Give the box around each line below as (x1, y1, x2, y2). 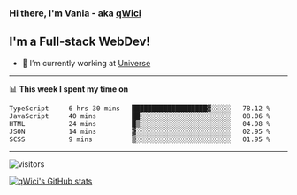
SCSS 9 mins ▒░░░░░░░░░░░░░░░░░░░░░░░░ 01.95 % (9, 135, 271, 144)
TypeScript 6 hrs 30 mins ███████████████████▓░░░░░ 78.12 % (9, 104, 271, 113)
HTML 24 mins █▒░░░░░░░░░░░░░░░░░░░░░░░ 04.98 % (9, 119, 271, 128)
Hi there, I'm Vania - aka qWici (9, 7, 141, 19)
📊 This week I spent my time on (9, 83, 129, 94)
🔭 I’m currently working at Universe (21, 57, 151, 68)
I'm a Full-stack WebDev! (9, 34, 150, 49)
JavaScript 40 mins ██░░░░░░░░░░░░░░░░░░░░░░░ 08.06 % (9, 111, 271, 121)
